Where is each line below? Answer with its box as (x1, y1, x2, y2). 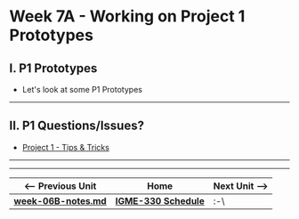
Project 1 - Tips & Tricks (21, 142, 109, 152)
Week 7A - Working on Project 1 (9, 6, 246, 27)
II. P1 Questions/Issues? (9, 118, 145, 134)
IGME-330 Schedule (115, 194, 205, 207)
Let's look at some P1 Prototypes (21, 85, 142, 94)
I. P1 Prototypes (9, 61, 98, 76)
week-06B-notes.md (13, 194, 107, 207)
